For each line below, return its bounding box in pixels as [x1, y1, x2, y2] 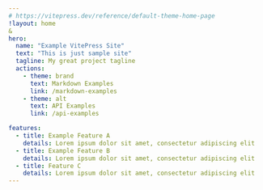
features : [8, 125, 42, 133]
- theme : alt [23, 95, 67, 103]
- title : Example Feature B [15, 146, 111, 154]
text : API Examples [29, 102, 95, 110]
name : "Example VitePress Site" [15, 42, 125, 50]
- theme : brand [23, 72, 74, 80]
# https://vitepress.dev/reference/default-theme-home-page [8, 11, 216, 20]
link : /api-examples [29, 110, 100, 118]
